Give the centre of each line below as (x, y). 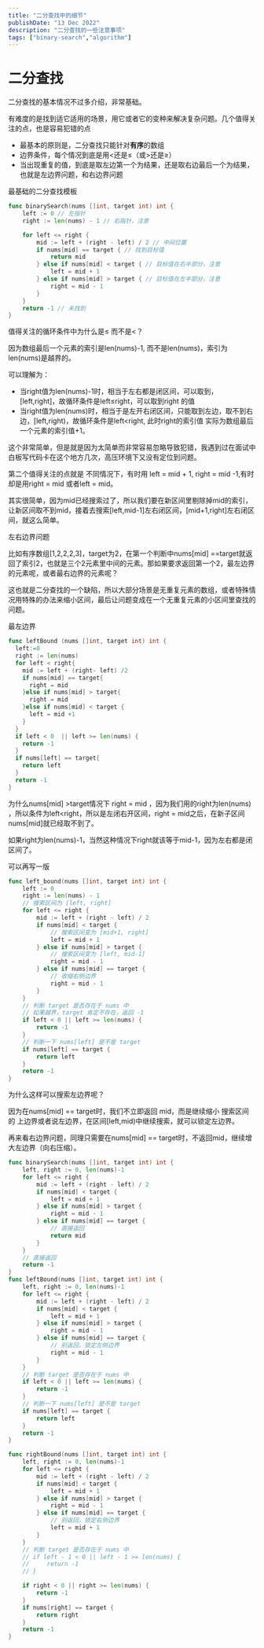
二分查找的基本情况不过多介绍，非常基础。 (77, 102)
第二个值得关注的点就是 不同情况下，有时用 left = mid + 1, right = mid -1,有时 (131, 474)
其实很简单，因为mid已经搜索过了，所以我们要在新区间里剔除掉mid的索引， (130, 501)
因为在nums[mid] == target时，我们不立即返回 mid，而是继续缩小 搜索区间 (129, 1111)
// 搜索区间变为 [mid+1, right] (99, 933)
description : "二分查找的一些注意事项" (67, 30)
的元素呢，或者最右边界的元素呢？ (63, 573)
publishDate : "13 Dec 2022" (54, 23)
